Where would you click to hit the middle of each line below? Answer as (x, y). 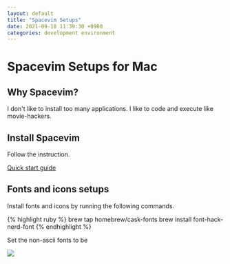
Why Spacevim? (43, 92)
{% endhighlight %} (63, 226)
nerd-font (21, 226)
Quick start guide (32, 168)
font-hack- (208, 219)
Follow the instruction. (39, 154)
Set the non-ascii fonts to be (48, 240)
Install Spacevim (44, 138)
